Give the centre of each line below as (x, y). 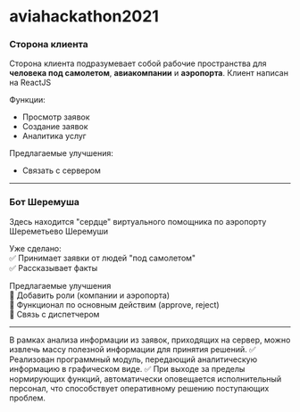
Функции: (28, 100)
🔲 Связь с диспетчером (54, 314)
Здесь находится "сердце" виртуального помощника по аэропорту (138, 221)
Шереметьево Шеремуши (59, 231)
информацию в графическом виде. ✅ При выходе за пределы (127, 368)
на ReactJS (30, 83)
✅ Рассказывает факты (54, 268)
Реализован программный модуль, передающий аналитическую (133, 359)
